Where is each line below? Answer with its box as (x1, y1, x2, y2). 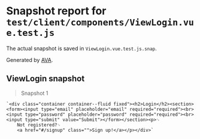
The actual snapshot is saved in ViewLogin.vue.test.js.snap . (6, 45, 157, 52)
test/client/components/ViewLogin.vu (6, 17, 195, 28)
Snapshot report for (6, 4, 107, 18)
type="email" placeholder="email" (41, 106, 128, 112)
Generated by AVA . (6, 56, 53, 63)
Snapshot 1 (20, 89, 49, 97)
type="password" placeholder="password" (25, 112, 128, 118)
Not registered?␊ (17, 122, 61, 128)
